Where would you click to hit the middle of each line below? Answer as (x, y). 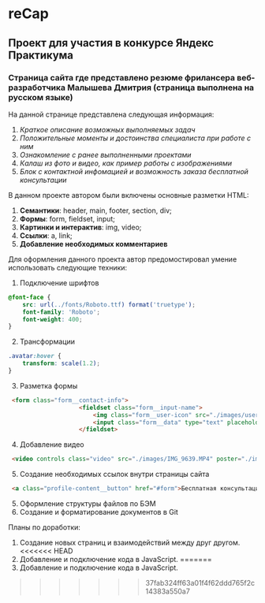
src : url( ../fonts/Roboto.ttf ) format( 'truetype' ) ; (109, 304)
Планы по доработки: (45, 527)
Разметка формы (49, 385)
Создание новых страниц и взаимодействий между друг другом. (130, 542)
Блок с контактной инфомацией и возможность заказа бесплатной (134, 171)
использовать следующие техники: (68, 267)
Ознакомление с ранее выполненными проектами (105, 154)
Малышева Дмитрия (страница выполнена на (160, 87)
